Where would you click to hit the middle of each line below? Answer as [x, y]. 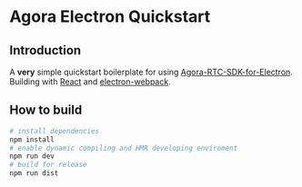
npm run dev [32, 156]
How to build [46, 110]
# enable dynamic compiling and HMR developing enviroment [124, 148]
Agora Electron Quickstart [110, 17]
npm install [32, 139]
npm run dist [34, 173]
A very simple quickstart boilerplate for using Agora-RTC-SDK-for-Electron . [151, 72]
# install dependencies [55, 131]
